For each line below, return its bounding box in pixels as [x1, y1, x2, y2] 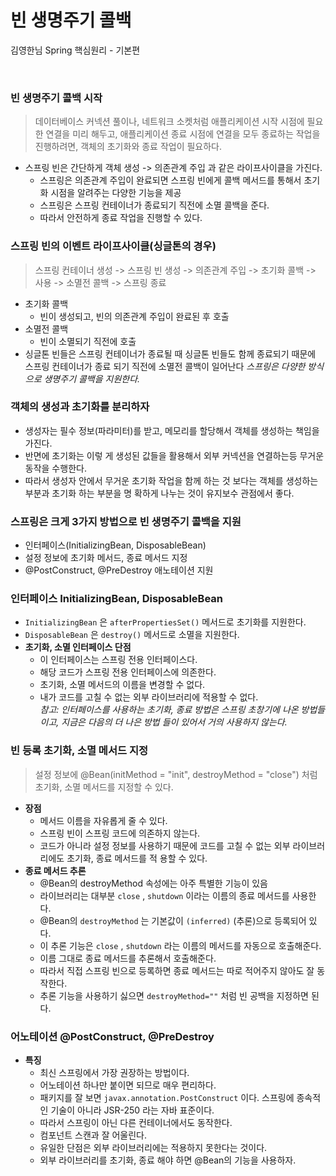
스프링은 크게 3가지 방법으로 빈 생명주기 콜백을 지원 [10, 514, 242, 528]
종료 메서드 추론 [24, 864, 87, 876]
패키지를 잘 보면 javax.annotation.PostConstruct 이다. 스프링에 [39, 1092, 295, 1104]
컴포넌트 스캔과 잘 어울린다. [39, 1129, 147, 1141]
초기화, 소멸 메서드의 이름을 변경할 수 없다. [39, 679, 206, 691]
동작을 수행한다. [24, 462, 87, 474]
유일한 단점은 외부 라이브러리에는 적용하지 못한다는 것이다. [39, 1142, 268, 1154]
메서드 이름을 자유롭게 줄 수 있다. [39, 814, 168, 826]
